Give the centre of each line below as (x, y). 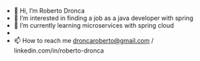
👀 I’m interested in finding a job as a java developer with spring (103, 18)
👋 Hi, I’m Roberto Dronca (49, 11)
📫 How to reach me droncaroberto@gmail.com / (84, 41)
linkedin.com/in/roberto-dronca (59, 51)
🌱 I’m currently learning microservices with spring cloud (94, 25)
